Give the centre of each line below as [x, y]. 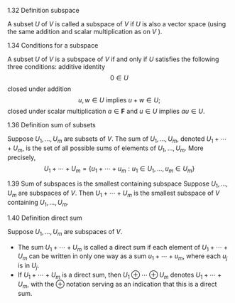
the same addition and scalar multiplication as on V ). [85, 32]
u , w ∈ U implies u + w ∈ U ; [119, 100]
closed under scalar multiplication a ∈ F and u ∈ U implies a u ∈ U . [106, 111]
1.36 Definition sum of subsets [51, 125]
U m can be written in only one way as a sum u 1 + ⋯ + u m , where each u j [122, 257]
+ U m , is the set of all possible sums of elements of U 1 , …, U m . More [105, 149]
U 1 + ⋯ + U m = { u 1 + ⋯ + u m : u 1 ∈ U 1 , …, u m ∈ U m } [119, 169]
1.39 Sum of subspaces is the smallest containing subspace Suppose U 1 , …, [118, 185]
